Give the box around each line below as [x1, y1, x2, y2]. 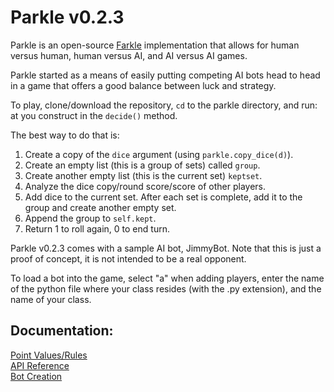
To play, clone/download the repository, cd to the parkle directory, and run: [10, 99, 318, 111]
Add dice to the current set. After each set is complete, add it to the [24, 191, 303, 203]
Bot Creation [10, 370, 63, 382]
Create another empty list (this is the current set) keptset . [24, 169, 263, 181]
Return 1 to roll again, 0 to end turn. [24, 222, 170, 235]
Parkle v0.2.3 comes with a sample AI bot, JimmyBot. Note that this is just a [10, 242, 322, 254]
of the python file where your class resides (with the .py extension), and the [10, 282, 322, 295]
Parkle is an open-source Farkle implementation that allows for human [10, 39, 300, 51]
